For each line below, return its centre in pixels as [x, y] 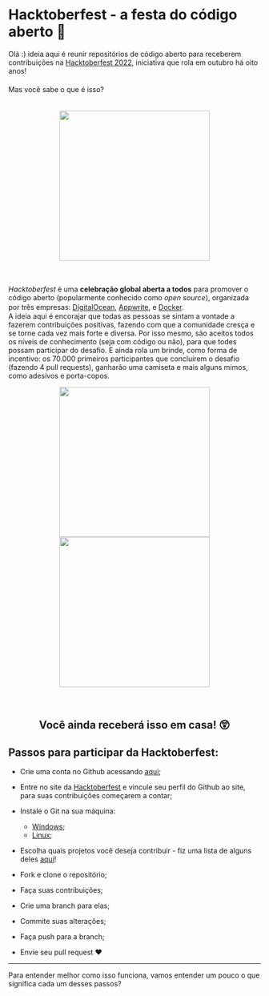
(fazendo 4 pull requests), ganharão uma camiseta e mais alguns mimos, [128, 367]
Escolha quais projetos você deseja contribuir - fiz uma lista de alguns [136, 851]
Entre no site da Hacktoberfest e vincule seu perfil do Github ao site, [132, 787]
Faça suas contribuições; [61, 890]
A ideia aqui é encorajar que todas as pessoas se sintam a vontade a [121, 316]
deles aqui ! [38, 859]
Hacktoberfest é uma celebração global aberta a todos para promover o [128, 289]
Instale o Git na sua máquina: [68, 811]
